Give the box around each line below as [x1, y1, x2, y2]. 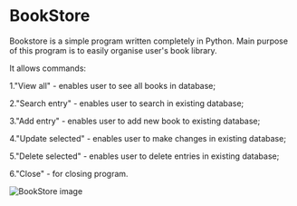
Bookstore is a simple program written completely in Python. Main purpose [9, 35, 288, 46]
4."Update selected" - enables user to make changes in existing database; [9, 132, 287, 143]
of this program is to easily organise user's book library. [9, 44, 217, 55]
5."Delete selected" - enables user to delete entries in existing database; [9, 151, 280, 162]
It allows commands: [9, 63, 87, 74]
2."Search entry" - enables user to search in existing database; [9, 97, 244, 109]
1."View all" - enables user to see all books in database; [9, 80, 216, 91]
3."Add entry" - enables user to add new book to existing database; [9, 115, 261, 126]
